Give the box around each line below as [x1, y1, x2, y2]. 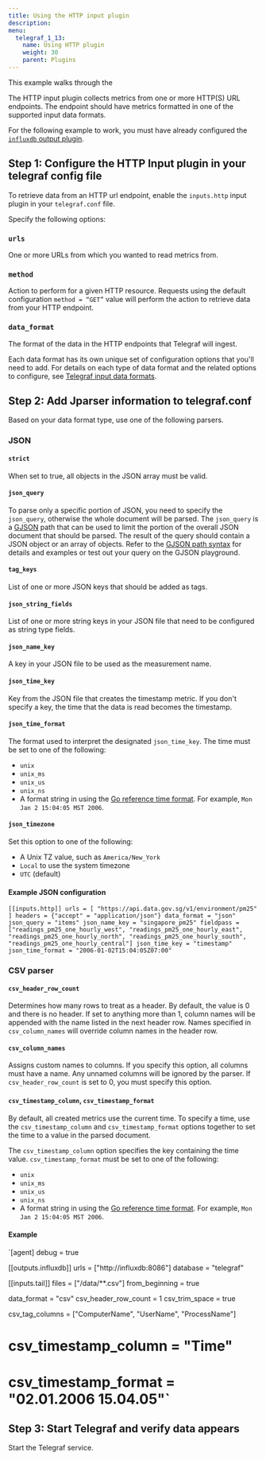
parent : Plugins [22, 56, 77, 64]
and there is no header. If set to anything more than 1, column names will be [8, 1009, 256, 1019]
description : [8, 19, 52, 27]
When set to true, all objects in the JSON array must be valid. [8, 471, 208, 481]
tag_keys [8, 566, 37, 574]
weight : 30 [22, 48, 59, 56]
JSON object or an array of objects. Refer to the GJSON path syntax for [8, 539, 242, 548]
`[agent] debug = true [8, 1247, 79, 1257]
